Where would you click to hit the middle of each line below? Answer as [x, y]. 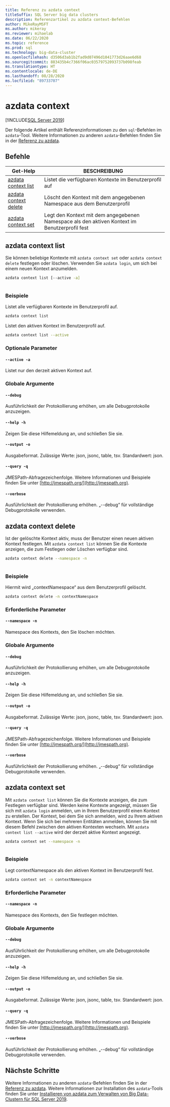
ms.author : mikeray [26, 29]
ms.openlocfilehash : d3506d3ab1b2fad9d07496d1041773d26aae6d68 [73, 57]
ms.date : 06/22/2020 [27, 39]
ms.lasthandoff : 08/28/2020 [35, 76]
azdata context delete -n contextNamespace [52, 597]
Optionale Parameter [31, 348]
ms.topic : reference [27, 43]
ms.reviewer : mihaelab [29, 34]
